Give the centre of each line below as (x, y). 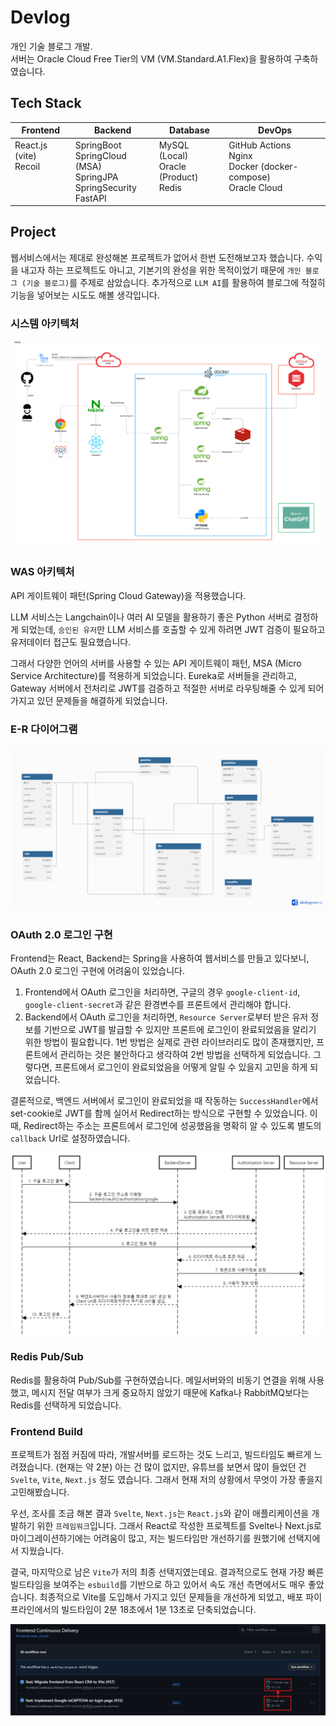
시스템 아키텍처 (45, 323)
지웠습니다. (42, 1551)
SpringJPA (96, 177)
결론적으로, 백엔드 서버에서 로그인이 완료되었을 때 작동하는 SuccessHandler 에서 (164, 1101)
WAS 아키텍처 (42, 572)
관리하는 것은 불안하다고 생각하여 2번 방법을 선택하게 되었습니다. (185, 1055)
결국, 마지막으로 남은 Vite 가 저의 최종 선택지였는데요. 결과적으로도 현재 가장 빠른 (167, 1572)
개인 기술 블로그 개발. (51, 46)
